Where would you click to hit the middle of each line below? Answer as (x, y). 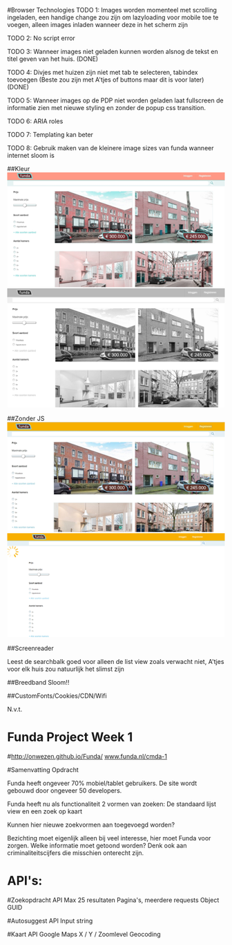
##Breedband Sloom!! (38, 683)
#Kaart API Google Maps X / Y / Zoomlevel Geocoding (84, 934)
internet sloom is (31, 155)
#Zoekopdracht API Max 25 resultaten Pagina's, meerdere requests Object (113, 900)
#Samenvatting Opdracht (43, 770)
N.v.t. (15, 710)
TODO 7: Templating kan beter (50, 135)
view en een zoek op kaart (45, 811)
